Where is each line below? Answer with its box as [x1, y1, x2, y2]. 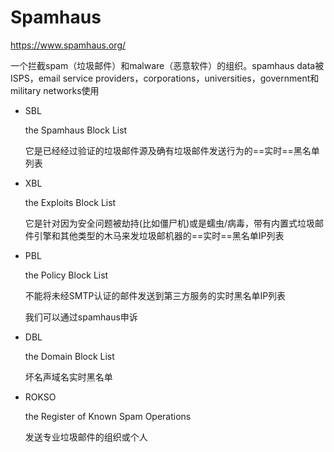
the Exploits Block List [24, 196, 117, 208]
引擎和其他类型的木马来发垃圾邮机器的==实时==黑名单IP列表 [33, 229, 285, 241]
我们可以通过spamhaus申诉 [24, 311, 138, 323]
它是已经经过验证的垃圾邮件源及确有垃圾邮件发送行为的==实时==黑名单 [24, 144, 320, 156]
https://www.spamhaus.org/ [10, 39, 127, 51]
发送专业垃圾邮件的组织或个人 [24, 431, 148, 443]
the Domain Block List [24, 350, 115, 362]
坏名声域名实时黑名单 [24, 371, 113, 383]
